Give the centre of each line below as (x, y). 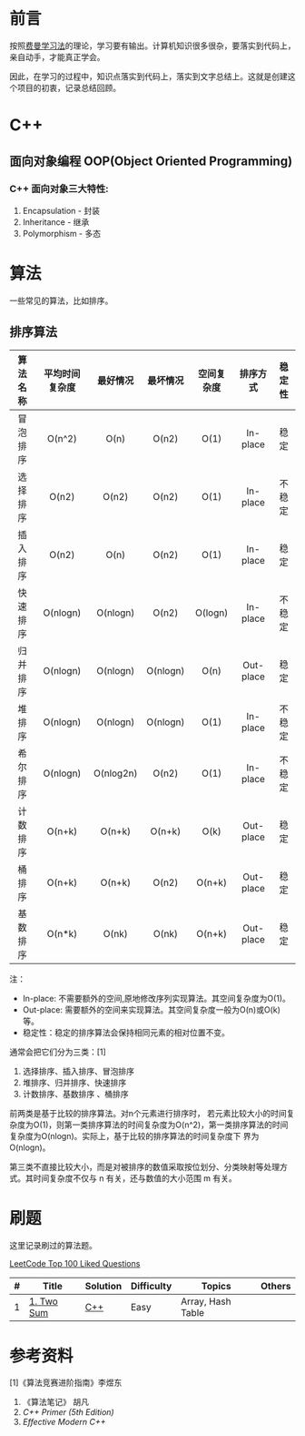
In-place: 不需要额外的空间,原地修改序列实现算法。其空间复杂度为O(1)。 (156, 998)
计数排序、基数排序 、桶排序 (75, 1094)
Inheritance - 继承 (56, 222)
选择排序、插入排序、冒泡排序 (78, 1071)
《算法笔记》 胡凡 (55, 1402)
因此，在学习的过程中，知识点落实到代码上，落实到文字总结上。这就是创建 (148, 76)
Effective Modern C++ (64, 1422)
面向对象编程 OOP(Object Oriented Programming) (151, 161)
